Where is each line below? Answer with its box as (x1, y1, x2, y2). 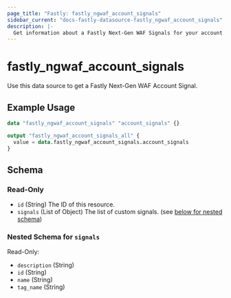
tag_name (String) (16, 283, 65, 291)
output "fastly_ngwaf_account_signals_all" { (7, 132, 140, 139)
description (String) (16, 261, 74, 269)
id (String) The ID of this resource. (16, 200, 115, 209)
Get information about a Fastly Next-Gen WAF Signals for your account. (13, 29, 226, 36)
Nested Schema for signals (7, 232, 100, 242)
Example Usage (7, 101, 76, 114)
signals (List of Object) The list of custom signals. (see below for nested (16, 208, 223, 216)
